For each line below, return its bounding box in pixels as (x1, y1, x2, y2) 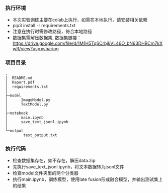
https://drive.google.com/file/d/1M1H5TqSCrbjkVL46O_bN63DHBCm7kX (12, 40, 163, 46)
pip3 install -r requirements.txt (12, 23, 76, 29)
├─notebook (5, 111, 28, 116)
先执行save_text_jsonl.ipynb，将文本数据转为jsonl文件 (12, 163, 124, 169)
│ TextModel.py (5, 102, 49, 107)
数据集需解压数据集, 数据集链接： (12, 35, 81, 41)
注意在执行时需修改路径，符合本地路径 (12, 29, 92, 35)
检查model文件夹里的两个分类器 (12, 170, 79, 176)
